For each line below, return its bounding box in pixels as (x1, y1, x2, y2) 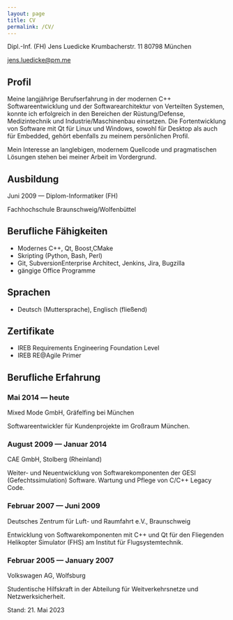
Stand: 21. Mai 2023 (7, 606, 65, 614)
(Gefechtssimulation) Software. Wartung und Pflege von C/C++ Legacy (7, 476, 212, 484)
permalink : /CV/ (7, 23, 54, 30)
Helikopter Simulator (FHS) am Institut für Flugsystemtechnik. (7, 538, 183, 546)
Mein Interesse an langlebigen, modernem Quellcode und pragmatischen (7, 145, 217, 154)
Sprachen (7, 287, 51, 298)
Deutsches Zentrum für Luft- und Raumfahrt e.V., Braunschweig (7, 517, 190, 525)
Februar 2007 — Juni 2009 (7, 501, 100, 511)
